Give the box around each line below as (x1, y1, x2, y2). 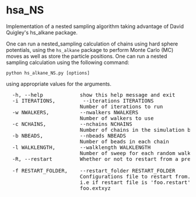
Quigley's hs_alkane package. (6, 29, 78, 36)
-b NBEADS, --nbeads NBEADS (12, 132, 127, 139)
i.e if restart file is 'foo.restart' (79, 179, 191, 185)
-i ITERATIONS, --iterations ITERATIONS (12, 97, 154, 104)
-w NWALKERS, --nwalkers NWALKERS (12, 109, 139, 115)
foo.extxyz (79, 185, 111, 191)
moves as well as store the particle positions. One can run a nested (6, 52, 167, 59)
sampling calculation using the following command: (6, 59, 129, 66)
